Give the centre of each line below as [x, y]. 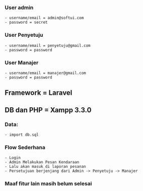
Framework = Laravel [39, 93]
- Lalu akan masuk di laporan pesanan [45, 167]
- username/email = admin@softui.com [44, 18]
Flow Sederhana [25, 147]
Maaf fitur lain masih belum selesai [48, 184]
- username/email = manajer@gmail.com [45, 73]
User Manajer [22, 62]
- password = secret [26, 22]
